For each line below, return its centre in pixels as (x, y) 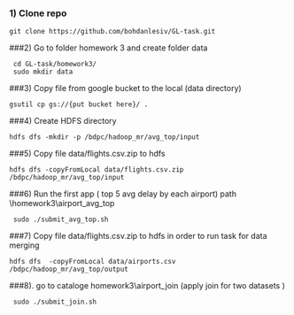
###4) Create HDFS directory (63, 121)
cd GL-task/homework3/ (55, 65)
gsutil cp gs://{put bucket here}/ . (79, 104)
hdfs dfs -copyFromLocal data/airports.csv (93, 262)
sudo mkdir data (43, 72)
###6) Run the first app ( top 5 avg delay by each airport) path (123, 194)
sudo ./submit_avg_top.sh (61, 219)
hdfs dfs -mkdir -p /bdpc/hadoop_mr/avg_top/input (104, 137)
